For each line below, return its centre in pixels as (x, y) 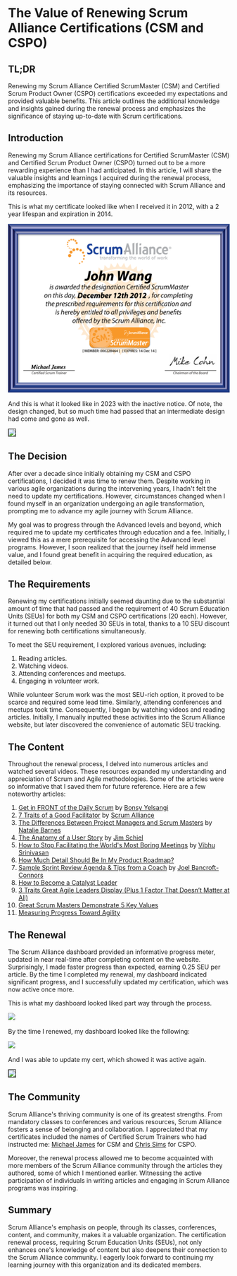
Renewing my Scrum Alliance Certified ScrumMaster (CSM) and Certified (114, 86)
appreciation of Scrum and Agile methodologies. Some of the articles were (116, 779)
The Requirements (49, 584)
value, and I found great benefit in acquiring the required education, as (110, 554)
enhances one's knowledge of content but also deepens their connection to (118, 1250)
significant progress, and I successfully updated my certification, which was (118, 982)
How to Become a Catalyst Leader (68, 883)
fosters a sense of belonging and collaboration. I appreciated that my (108, 1129)
